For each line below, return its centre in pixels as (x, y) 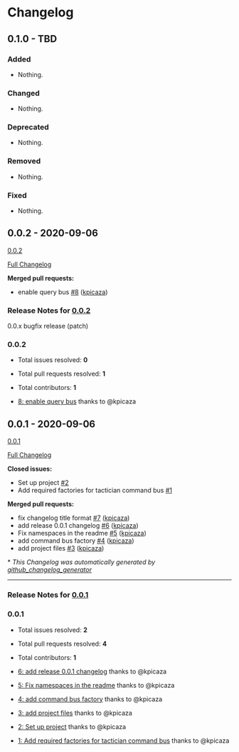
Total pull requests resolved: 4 (62, 643)
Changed (24, 93)
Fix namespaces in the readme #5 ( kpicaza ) (82, 533)
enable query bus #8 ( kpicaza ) (63, 292)
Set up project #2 (43, 483)
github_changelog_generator (50, 570)
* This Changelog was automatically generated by (81, 562)
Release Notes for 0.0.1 (48, 595)
